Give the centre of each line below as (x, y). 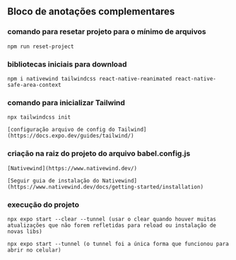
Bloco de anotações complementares (91, 12)
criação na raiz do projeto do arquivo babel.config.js (99, 153)
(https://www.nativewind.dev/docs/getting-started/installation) (105, 187)
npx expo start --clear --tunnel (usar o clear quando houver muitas (112, 219)
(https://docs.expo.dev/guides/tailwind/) (71, 136)
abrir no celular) (34, 250)
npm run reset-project (41, 46)
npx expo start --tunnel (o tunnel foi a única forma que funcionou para (118, 244)
